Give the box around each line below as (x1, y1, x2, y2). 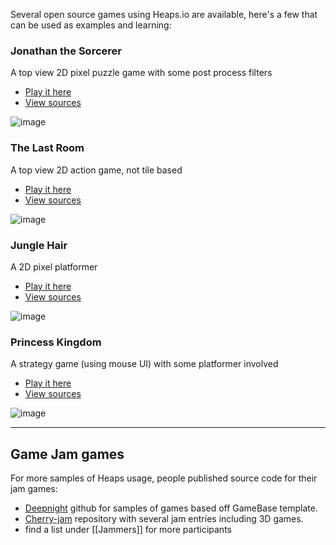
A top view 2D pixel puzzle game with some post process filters (10, 67, 273, 79)
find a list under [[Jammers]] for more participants (24, 524, 232, 535)
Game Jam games (10, 445, 125, 463)
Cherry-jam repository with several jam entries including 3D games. (24, 513, 304, 524)
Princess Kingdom (10, 335, 102, 349)
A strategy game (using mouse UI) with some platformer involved (10, 358, 279, 370)
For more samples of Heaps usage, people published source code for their (10, 472, 318, 484)
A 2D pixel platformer (10, 260, 98, 273)
